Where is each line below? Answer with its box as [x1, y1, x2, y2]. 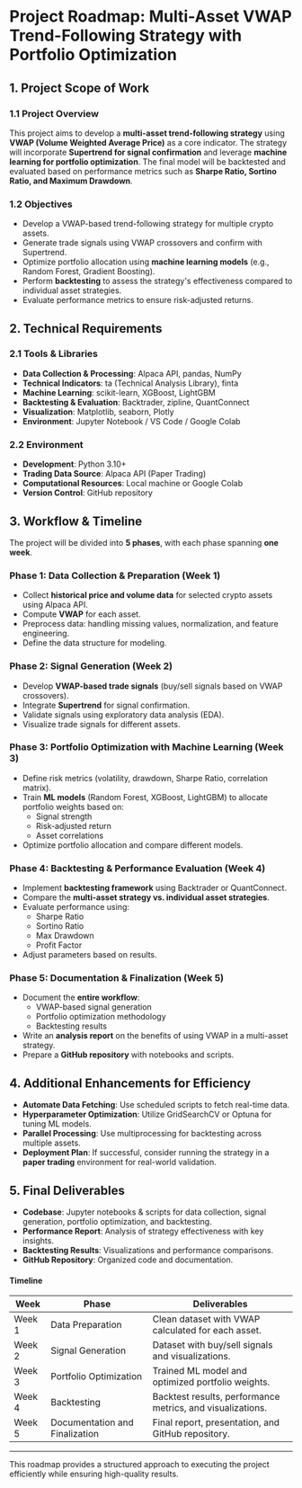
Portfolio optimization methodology [35, 1011, 166, 1022]
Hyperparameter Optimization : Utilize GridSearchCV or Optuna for [22, 1109, 272, 1120]
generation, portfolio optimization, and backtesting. [22, 1216, 213, 1227]
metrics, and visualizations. [152, 1402, 268, 1414]
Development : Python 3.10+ [22, 459, 128, 469]
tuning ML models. [22, 1118, 92, 1129]
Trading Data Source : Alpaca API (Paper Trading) [22, 468, 207, 479]
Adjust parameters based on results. [22, 949, 157, 960]
